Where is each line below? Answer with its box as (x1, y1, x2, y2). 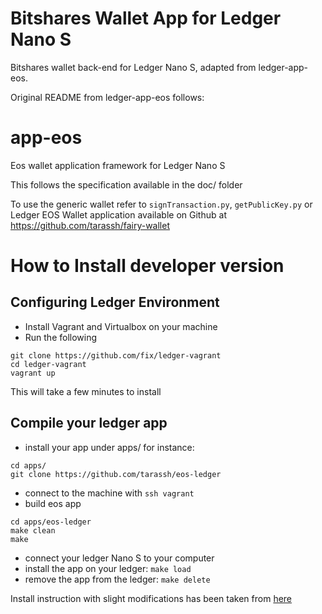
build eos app (24, 497, 82, 509)
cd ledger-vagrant (10, 359, 87, 369)
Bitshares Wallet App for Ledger (10, 7, 282, 30)
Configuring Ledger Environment (10, 294, 220, 311)
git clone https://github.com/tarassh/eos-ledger (10, 469, 222, 479)
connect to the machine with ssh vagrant (24, 487, 195, 499)
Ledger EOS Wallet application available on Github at (10, 208, 227, 221)
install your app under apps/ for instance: (24, 441, 195, 453)
